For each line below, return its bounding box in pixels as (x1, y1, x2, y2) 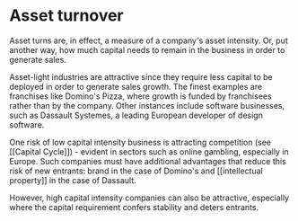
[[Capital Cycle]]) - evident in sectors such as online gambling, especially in (9, 146, 289, 157)
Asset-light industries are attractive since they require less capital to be (9, 71, 273, 82)
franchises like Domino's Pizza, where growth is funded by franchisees (9, 91, 272, 102)
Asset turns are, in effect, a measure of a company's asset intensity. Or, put (9, 35, 289, 46)
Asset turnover (9, 5, 124, 26)
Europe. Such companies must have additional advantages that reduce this (9, 155, 287, 166)
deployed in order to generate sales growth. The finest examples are (9, 81, 263, 92)
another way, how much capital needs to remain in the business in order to (9, 44, 285, 55)
